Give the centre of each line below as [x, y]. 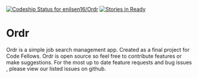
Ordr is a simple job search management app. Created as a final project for [98, 49]
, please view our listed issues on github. [56, 68]
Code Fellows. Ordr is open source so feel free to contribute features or [94, 56]
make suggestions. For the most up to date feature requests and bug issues [99, 62]
